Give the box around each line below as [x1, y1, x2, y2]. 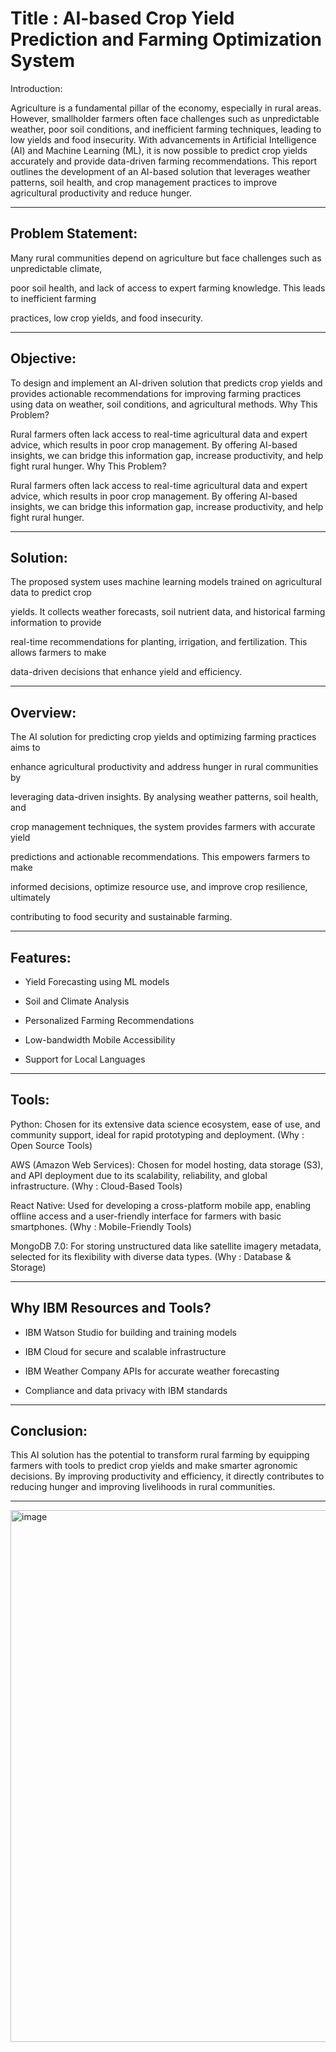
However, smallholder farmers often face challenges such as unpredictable [10, 112, 320, 124]
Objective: [10, 350, 77, 367]
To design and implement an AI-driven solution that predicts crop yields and [10, 377, 323, 389]
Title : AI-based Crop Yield [10, 7, 235, 30]
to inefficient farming [10, 292, 97, 304]
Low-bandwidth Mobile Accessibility [24, 1034, 176, 1046]
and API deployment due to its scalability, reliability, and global [10, 1169, 268, 1181]
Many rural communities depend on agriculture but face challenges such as [10, 252, 322, 264]
